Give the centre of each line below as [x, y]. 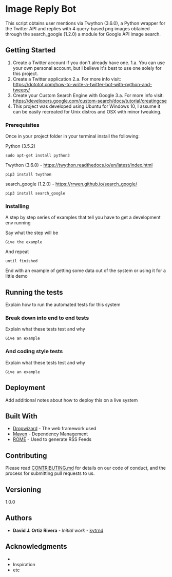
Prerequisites [22, 125]
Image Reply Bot [41, 9]
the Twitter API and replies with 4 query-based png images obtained [78, 28]
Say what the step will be [32, 233]
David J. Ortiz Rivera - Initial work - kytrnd [58, 530]
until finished [22, 261]
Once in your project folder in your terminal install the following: [73, 136]
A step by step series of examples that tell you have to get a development [83, 217]
